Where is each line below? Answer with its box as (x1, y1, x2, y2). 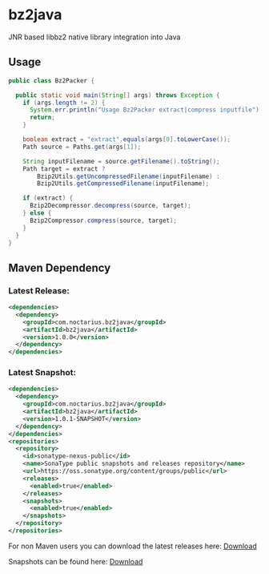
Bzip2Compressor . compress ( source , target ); (29, 216, 178, 224)
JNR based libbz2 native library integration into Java (8, 32, 181, 42)
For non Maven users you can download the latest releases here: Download (8, 541, 258, 551)
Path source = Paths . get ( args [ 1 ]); (22, 143, 142, 151)
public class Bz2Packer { (8, 76, 94, 85)
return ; (29, 114, 56, 122)
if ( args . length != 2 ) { (22, 99, 106, 107)
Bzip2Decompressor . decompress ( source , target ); (29, 202, 192, 210)
